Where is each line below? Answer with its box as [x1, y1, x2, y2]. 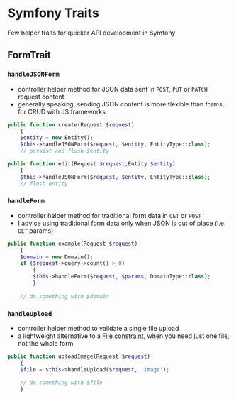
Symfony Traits [7, 5, 99, 21]
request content [17, 92, 65, 101]
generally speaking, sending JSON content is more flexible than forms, [17, 99, 225, 108]
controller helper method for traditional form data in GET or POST [17, 211, 202, 219]
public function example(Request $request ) [7, 240, 138, 247]
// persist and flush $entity [20, 148, 110, 155]
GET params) [17, 226, 54, 235]
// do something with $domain [20, 293, 110, 300]
